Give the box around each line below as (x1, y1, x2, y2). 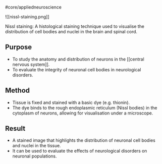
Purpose (5, 43, 32, 52)
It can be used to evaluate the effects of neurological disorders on (12, 148, 147, 154)
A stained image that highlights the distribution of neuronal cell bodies (12, 137, 156, 143)
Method (5, 86, 30, 95)
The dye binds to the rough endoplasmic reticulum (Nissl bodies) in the (12, 105, 158, 110)
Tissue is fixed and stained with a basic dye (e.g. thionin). (12, 99, 130, 106)
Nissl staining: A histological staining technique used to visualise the (5, 23, 145, 29)
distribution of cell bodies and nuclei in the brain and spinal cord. (5, 29, 138, 34)
